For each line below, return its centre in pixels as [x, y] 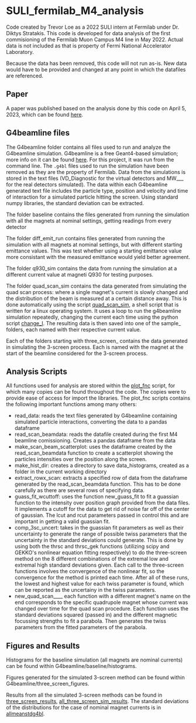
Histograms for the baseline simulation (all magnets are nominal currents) [94, 660]
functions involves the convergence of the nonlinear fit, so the [90, 571]
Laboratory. [20, 52]
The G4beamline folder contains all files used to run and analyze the [88, 147]
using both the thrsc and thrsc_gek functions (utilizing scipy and [92, 547]
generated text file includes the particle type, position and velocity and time [97, 190]
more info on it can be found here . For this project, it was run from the [90, 159]
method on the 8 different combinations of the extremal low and [91, 559]
